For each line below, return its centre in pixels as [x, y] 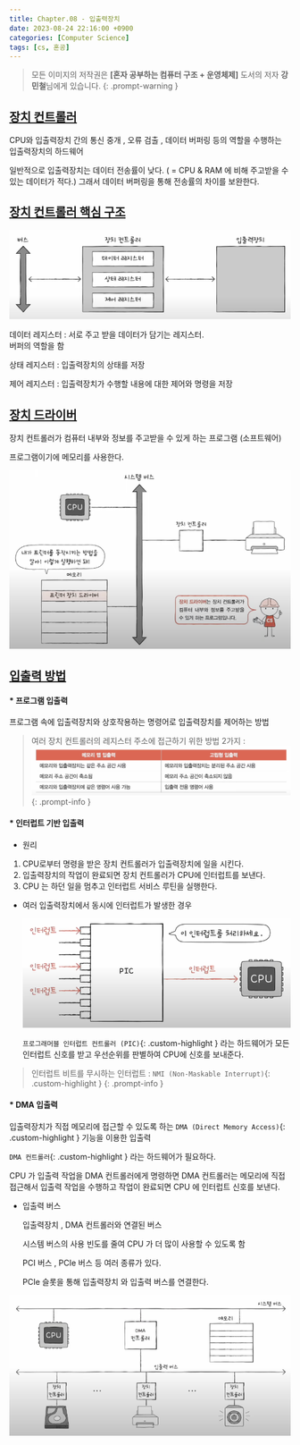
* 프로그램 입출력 [39, 700]
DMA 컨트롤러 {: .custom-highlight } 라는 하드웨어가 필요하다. [112, 1156]
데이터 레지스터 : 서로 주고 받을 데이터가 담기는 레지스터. [107, 334]
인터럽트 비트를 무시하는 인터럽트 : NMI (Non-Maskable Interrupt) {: [150, 1073]
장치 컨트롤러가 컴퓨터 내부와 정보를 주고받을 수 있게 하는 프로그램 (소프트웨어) [146, 438]
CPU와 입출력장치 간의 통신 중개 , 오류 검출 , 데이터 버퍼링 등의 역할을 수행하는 [146, 140]
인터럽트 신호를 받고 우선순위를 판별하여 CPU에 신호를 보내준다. [133, 1054]
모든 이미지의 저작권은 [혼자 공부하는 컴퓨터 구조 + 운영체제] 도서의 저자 [155, 75]
